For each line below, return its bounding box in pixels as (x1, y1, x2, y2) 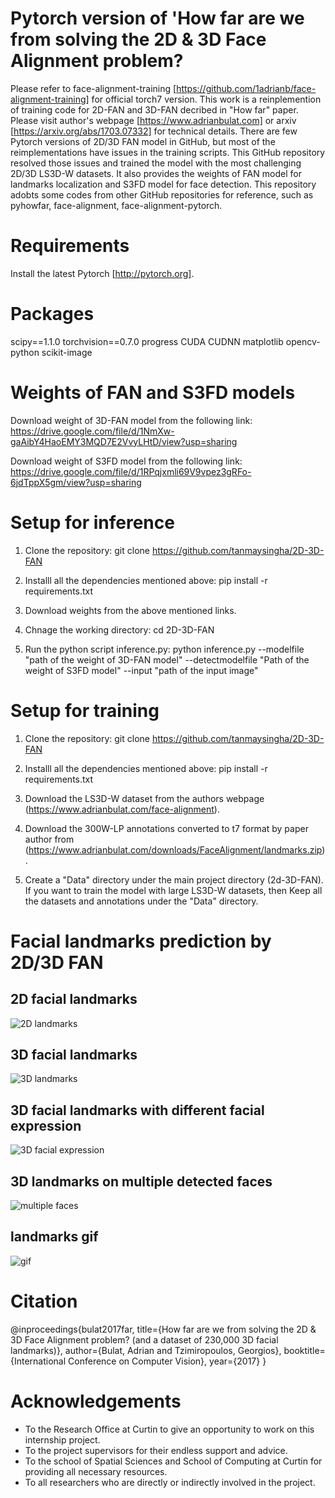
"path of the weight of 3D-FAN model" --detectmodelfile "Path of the (24, 653, 310, 666)
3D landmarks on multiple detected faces (10, 1173, 273, 1190)
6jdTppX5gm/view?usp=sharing (10, 476, 142, 488)
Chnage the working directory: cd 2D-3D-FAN (24, 623, 215, 636)
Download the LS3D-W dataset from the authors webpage (24, 792, 265, 804)
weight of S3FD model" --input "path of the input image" (24, 664, 259, 676)
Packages (10, 303, 95, 326)
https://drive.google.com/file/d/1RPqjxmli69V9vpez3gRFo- (10, 465, 252, 477)
